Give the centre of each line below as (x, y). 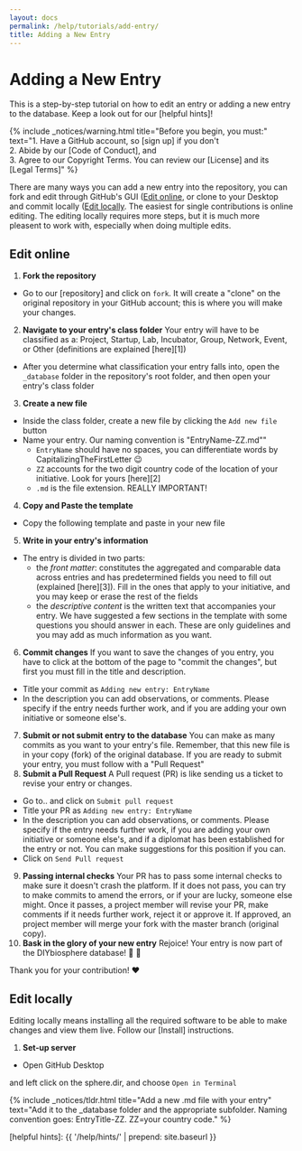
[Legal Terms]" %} (44, 170)
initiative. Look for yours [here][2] (98, 479)
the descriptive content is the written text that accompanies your (156, 606)
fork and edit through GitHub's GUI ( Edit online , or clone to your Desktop (144, 197)
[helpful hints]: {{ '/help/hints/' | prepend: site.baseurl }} (113, 1137)
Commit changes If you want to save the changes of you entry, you (148, 652)
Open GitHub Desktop (63, 1065)
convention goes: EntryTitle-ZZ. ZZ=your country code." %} (120, 1119)
